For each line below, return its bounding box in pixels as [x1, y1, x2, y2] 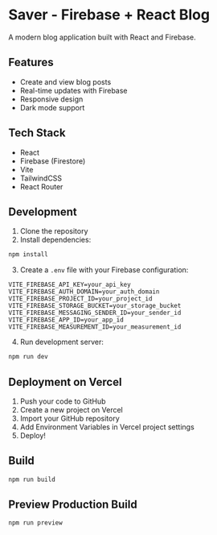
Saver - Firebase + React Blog [8, 6, 211, 24]
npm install [8, 251, 48, 259]
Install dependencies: [19, 235, 92, 245]
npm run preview [8, 519, 63, 527]
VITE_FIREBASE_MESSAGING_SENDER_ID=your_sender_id [8, 309, 182, 317]
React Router [19, 181, 63, 191]
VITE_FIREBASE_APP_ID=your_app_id [8, 316, 125, 324]
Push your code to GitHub [19, 396, 106, 406]
